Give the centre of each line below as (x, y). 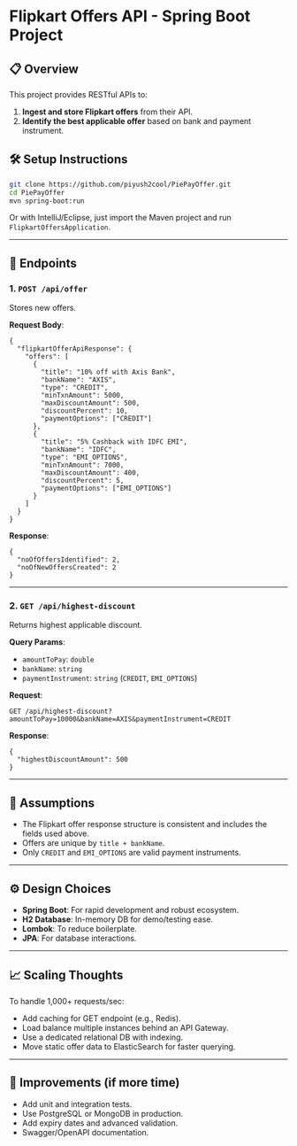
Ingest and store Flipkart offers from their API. (107, 112)
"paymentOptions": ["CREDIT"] (96, 419)
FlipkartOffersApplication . (60, 227)
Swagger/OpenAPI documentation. (85, 1132)
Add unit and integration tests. (77, 1103)
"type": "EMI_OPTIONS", (84, 458)
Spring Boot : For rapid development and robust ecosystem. (130, 910)
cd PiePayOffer (37, 192)
